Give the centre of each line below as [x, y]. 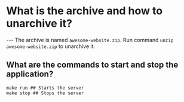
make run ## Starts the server [45, 88]
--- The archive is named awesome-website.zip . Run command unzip [90, 40]
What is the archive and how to [85, 11]
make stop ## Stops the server [45, 93]
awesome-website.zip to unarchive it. [51, 46]
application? [30, 74]
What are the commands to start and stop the [92, 65]
